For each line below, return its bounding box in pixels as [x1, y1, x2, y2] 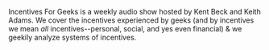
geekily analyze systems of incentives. [8, 32, 137, 42]
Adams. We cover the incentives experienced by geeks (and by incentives [8, 15, 255, 25]
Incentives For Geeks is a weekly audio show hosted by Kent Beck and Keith [8, 7, 262, 16]
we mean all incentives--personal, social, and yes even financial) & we [8, 24, 242, 33]
